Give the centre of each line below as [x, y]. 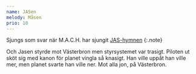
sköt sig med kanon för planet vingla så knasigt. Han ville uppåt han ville [96, 58]
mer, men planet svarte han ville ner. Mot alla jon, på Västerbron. [87, 64]
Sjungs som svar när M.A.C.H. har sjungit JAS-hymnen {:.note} [84, 40]
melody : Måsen [24, 17]
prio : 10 [17, 23]
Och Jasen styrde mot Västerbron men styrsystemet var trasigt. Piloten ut [98, 52]
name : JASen [21, 12]
